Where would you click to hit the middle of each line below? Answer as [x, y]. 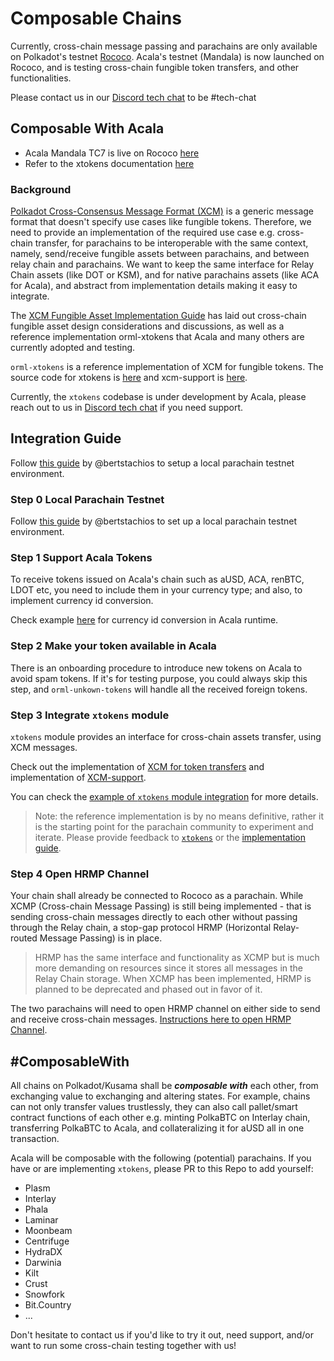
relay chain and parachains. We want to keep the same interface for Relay [162, 264]
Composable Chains [96, 18]
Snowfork [44, 1294]
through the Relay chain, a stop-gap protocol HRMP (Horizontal [141, 928]
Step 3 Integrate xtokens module [90, 715]
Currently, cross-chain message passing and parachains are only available [164, 46]
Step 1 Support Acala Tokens [81, 558]
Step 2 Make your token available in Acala [113, 646]
